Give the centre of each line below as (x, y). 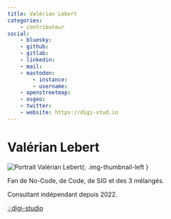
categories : (25, 20)
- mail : (31, 66)
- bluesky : (36, 40)
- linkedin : (37, 60)
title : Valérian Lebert (42, 14)
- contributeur (42, 27)
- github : (35, 47)
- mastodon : (37, 73)
